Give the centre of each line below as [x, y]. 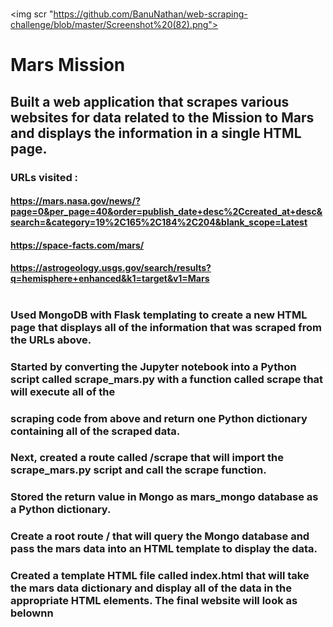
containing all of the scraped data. [95, 431]
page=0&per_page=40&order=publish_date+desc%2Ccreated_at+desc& [166, 212]
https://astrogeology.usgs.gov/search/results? [111, 268]
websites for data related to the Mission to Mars [162, 117]
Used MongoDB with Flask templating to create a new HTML [159, 315]
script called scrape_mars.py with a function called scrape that [167, 379]
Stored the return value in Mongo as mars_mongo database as [164, 497]
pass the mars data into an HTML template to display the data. [164, 549]
